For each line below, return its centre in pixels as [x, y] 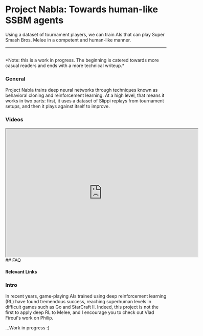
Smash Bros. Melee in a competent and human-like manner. [68, 40]
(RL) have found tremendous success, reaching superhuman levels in [78, 302]
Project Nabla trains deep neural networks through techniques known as [82, 90]
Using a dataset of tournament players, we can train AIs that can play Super [85, 34]
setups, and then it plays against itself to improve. [58, 107]
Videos [14, 120]
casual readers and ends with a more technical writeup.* [65, 66]
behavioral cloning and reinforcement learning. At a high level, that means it [85, 95]
